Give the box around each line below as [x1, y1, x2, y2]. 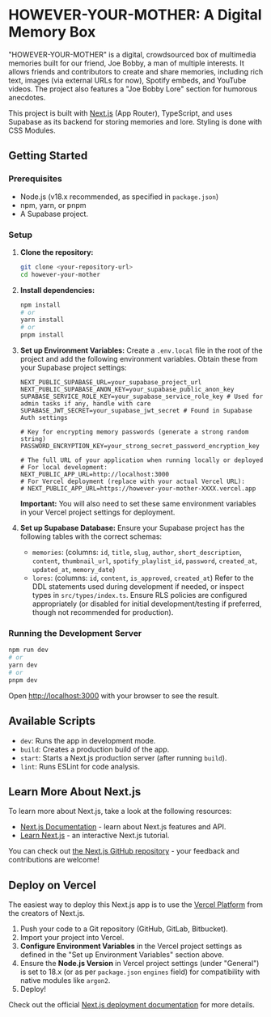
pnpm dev [8, 676, 38, 684]
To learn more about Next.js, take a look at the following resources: [8, 807, 232, 816]
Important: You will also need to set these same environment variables [19, 499, 256, 509]
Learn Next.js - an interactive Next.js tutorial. [19, 831, 170, 841]
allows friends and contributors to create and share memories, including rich [8, 66, 264, 76]
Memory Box [8, 23, 96, 41]
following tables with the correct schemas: [19, 532, 163, 541]
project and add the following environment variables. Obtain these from [19, 354, 259, 364]
